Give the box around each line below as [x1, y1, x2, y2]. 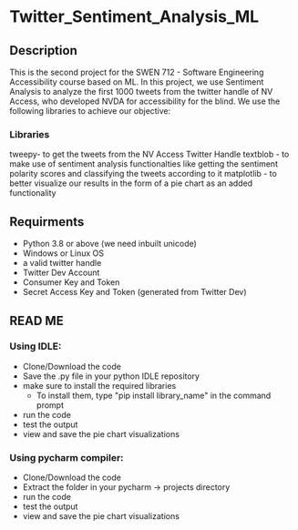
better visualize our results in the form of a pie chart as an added [9, 178, 253, 189]
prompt [36, 399, 65, 411]
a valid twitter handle [22, 258, 102, 269]
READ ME [9, 312, 64, 329]
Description [9, 43, 77, 58]
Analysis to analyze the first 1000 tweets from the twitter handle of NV [9, 87, 273, 97]
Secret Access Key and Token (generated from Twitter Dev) [22, 287, 248, 298]
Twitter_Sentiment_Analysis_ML [9, 6, 260, 27]
